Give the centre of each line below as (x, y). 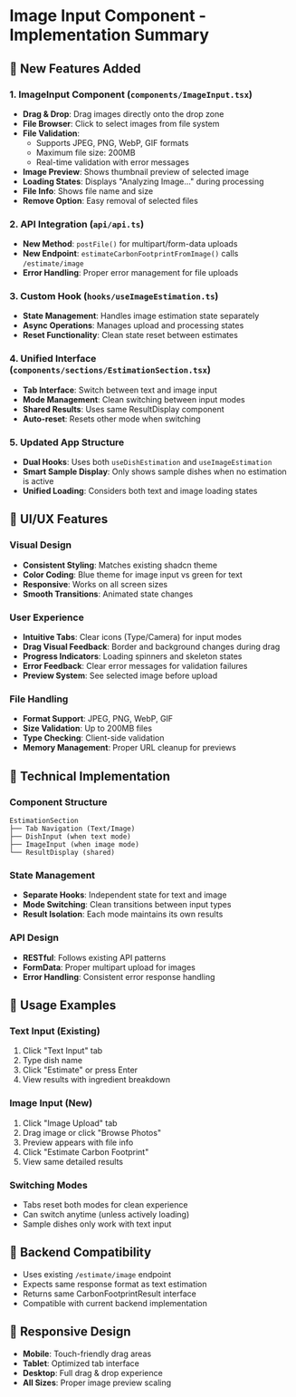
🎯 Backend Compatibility (81, 1252)
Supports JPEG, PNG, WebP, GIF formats (112, 142)
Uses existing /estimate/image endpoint (97, 1274)
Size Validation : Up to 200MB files (87, 728)
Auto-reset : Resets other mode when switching (111, 419)
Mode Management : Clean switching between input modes (134, 399)
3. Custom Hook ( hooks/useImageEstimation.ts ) (114, 296)
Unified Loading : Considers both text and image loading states (140, 491)
